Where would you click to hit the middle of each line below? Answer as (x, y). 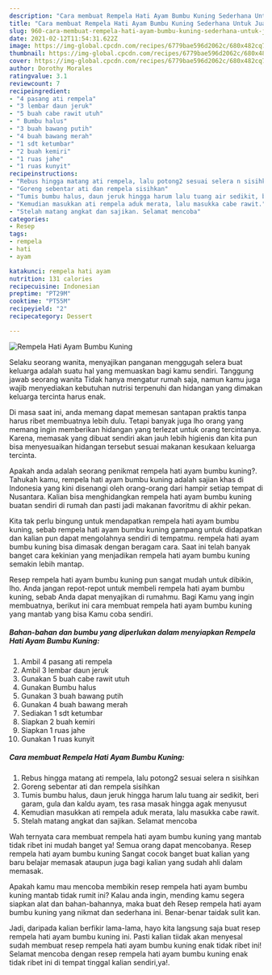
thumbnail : (27, 53)
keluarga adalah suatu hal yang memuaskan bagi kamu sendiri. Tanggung (131, 371)
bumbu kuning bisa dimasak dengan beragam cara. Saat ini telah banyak (130, 546)
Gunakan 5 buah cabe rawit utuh (75, 678)
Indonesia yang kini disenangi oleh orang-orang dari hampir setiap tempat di (136, 488)
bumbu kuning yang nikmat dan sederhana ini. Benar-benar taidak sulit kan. (135, 912)
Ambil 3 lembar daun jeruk (65, 670)
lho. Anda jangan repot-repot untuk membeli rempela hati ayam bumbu (127, 588)
